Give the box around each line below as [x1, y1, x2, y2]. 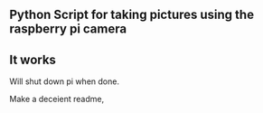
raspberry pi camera [9, 22, 127, 37]
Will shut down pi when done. [9, 76, 120, 87]
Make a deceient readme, [9, 94, 105, 105]
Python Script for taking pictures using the [9, 7, 255, 23]
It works [9, 52, 57, 67]
